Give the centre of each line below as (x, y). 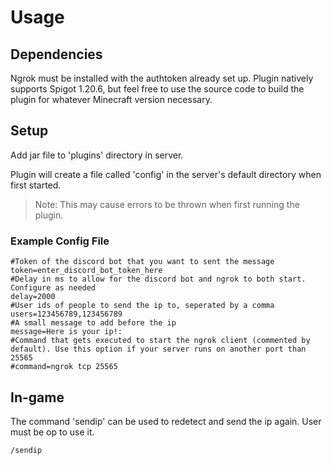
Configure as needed (53, 288)
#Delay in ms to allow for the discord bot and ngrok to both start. (158, 279)
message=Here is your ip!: (66, 332)
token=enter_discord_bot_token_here (86, 271)
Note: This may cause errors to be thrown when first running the (167, 204)
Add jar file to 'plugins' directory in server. (97, 155)
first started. (36, 185)
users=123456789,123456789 (66, 314)
